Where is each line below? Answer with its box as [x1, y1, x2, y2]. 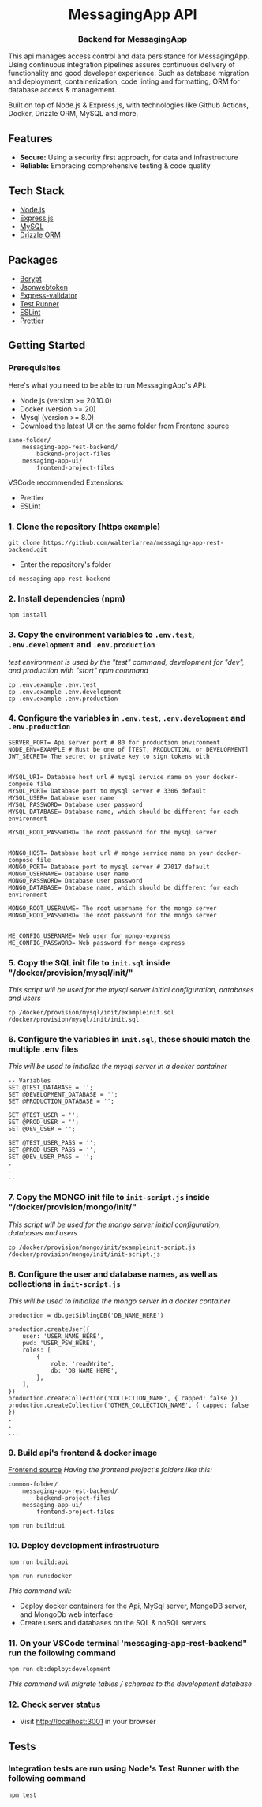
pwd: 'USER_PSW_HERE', [22, 1339, 97, 1347]
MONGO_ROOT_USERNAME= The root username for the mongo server [8, 904, 217, 913]
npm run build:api [8, 1558, 69, 1566]
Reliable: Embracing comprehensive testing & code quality [19, 161, 211, 171]
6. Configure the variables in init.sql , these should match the [8, 1034, 251, 1045]
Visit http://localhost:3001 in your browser [19, 1717, 156, 1726]
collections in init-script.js [8, 1278, 121, 1289]
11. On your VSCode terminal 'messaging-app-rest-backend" [8, 1637, 247, 1648]
